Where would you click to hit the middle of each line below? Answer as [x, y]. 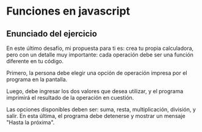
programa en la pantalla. [37, 79]
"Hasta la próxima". [31, 122]
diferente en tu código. [35, 61]
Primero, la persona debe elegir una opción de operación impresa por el [97, 73]
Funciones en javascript [68, 11]
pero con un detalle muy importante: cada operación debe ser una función [100, 55]
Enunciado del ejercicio [52, 34]
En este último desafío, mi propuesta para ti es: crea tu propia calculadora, [100, 48]
